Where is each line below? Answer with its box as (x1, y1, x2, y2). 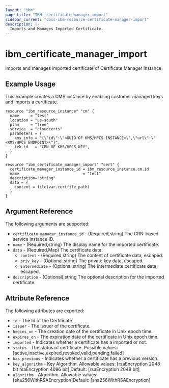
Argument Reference (5, 207, 73, 216)
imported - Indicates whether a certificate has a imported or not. (12, 339, 148, 345)
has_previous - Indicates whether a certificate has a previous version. (12, 355, 159, 362)
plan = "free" (10, 122, 49, 127)
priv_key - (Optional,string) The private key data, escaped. (20, 258, 144, 264)
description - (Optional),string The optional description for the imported (12, 273, 164, 280)
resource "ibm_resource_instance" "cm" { (5, 108, 95, 114)
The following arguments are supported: (5, 220, 90, 227)
